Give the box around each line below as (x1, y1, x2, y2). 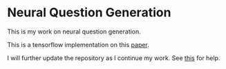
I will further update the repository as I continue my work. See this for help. (7, 53, 220, 62)
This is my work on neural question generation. (7, 27, 142, 36)
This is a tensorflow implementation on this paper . (7, 40, 150, 49)
